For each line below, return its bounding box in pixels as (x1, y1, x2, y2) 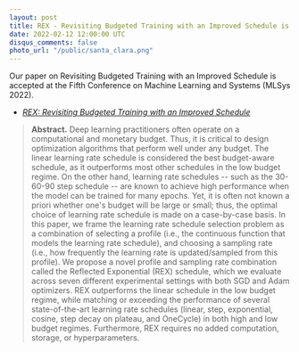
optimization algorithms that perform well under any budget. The (30, 143, 270, 154)
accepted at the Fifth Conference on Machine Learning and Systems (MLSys (9, 80, 291, 91)
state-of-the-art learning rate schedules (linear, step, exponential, (30, 304, 274, 315)
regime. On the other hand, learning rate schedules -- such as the (30, 171, 274, 183)
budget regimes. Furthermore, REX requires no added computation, (30, 323, 279, 334)
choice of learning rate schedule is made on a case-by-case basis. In (30, 209, 286, 220)
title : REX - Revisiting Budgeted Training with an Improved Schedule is (9, 21, 290, 30)
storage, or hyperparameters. (30, 332, 140, 343)
